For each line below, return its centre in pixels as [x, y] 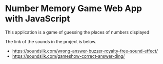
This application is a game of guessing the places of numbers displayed [77, 32]
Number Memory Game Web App [74, 8]
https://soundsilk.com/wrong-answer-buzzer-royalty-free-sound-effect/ [85, 51]
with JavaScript [38, 19]
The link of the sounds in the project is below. [51, 41]
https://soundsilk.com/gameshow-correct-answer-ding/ [69, 56]
